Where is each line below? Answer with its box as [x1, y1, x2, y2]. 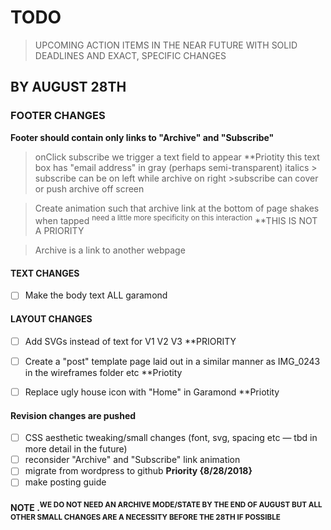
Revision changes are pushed [10, 409, 137, 421]
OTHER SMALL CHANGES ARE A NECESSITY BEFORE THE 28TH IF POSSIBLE [10, 512, 281, 522]
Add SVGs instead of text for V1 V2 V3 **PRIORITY [24, 335, 237, 347]
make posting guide [24, 476, 107, 488]
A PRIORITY [34, 225, 85, 237]
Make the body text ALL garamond [24, 289, 168, 301]
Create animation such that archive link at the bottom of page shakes [34, 202, 320, 214]
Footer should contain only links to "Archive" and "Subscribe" [10, 131, 275, 143]
